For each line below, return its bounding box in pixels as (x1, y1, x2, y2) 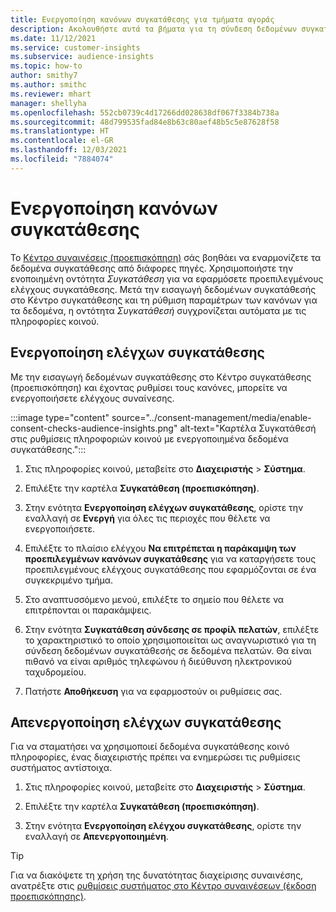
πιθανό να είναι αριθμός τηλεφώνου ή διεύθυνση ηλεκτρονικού (24, 655, 293, 667)
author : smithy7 (10, 71, 78, 81)
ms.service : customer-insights (10, 42, 141, 53)
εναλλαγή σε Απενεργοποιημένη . (24, 831, 169, 843)
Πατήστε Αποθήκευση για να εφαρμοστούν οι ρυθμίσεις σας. (24, 685, 283, 697)
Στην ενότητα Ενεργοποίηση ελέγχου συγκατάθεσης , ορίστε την (24, 820, 302, 832)
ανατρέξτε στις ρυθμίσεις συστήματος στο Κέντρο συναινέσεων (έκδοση (10, 880, 317, 892)
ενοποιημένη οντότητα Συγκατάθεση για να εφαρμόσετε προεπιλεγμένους (10, 272, 324, 285)
